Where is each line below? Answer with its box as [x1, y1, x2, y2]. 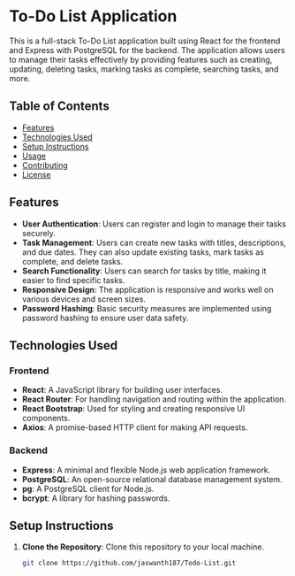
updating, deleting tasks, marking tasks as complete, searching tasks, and [9, 64, 279, 74]
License [21, 169, 51, 180]
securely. [21, 227, 56, 238]
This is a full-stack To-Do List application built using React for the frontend [9, 35, 281, 46]
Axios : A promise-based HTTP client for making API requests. [21, 422, 248, 433]
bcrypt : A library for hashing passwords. [21, 493, 170, 503]
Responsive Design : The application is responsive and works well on [21, 284, 274, 295]
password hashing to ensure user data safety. [21, 312, 189, 323]
